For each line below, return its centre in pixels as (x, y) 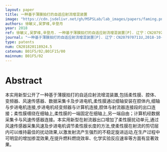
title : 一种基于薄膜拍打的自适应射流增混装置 (46, 14)
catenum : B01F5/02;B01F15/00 (35, 51)
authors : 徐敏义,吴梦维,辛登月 (34, 24)
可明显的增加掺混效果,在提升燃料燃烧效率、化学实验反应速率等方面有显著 (80, 138)
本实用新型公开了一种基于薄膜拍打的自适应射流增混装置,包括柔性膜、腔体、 (82, 95)
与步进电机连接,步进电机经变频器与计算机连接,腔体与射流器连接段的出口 (78, 107)
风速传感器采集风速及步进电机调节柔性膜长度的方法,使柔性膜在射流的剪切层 (82, 126)
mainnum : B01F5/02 (24, 56)
